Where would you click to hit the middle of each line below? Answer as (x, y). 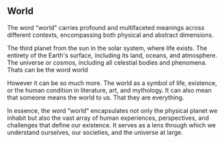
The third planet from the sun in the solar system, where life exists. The (107, 48)
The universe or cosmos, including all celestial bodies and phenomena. (107, 62)
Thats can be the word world (47, 69)
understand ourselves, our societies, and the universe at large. (95, 132)
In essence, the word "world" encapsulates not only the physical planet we (112, 110)
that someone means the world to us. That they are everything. (96, 97)
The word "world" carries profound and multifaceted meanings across (106, 27)
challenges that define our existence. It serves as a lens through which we (112, 125)
